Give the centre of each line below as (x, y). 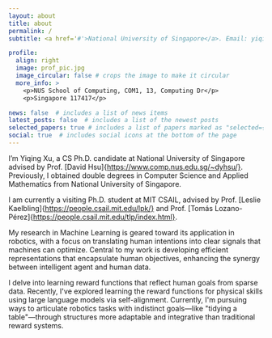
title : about (30, 23)
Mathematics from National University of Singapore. (95, 184)
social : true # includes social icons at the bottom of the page (123, 135)
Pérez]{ (21, 217)
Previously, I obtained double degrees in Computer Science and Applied (128, 175)
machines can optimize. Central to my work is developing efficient (119, 249)
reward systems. (36, 325)
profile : (23, 53)
